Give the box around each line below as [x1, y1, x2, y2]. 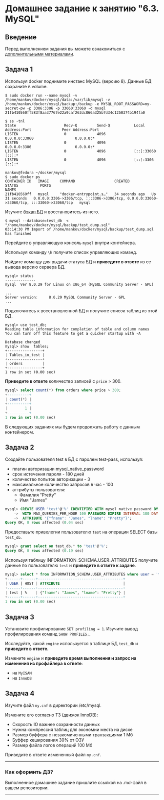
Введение [5, 33, 37, 41]
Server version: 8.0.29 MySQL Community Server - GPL [5, 295, 125, 300]
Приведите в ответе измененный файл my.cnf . [5, 751, 102, 757]
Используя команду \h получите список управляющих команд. [5, 249, 138, 255]
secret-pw [5, 106, 25, 111]
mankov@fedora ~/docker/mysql [5, 170, 67, 175]
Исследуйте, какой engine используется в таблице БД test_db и [5, 640, 138, 646]
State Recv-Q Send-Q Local [5, 123, 145, 128]
